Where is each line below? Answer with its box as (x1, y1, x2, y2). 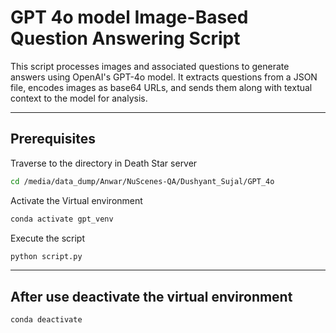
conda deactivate (10, 315, 83, 325)
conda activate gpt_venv (10, 214, 114, 224)
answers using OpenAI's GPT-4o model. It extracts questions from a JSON (10, 71, 318, 83)
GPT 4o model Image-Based (10, 6, 249, 29)
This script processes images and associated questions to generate (10, 60, 290, 72)
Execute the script (10, 232, 86, 244)
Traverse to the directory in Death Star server (10, 157, 198, 169)
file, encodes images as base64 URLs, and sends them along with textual (10, 81, 313, 93)
